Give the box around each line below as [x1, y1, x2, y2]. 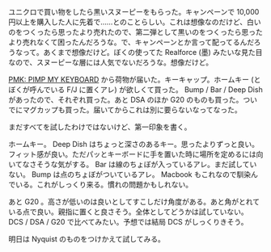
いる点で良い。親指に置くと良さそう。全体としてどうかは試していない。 [8, 207, 248, 216]
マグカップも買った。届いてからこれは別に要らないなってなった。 [22, 105, 242, 115]
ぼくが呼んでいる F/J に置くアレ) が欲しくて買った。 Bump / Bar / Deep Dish [8, 85, 263, 94]
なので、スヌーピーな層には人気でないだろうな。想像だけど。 [8, 57, 213, 67]
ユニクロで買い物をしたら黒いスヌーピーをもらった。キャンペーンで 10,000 [8, 7, 260, 16]
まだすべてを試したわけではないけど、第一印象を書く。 [8, 122, 192, 132]
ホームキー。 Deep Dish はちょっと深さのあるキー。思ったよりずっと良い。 [8, 140, 259, 149]
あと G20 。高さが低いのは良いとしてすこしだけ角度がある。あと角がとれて [8, 197, 260, 206]
